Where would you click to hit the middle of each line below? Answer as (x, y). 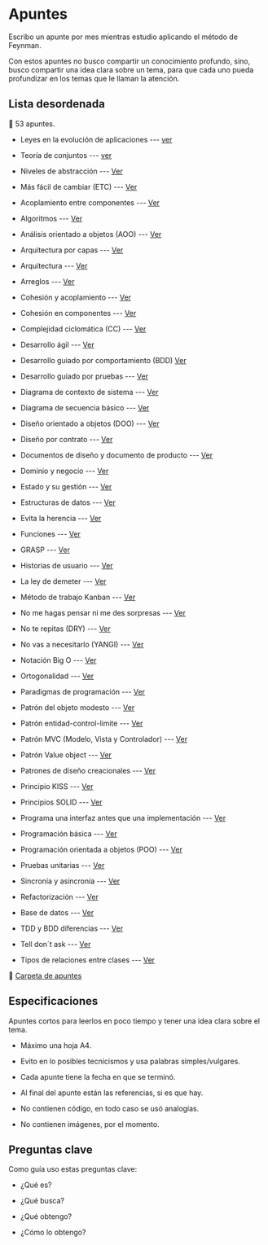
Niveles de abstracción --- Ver (72, 171)
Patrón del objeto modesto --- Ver (77, 707)
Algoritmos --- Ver (51, 218)
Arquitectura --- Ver (54, 265)
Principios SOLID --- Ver (61, 802)
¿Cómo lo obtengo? (53, 1232)
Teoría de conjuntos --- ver (66, 155)
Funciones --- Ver (51, 533)
